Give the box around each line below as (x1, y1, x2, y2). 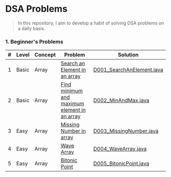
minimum (61, 87, 83, 94)
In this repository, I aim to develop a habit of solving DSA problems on (17, 20, 164, 26)
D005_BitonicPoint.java (93, 160, 149, 167)
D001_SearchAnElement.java (93, 66, 163, 73)
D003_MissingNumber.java (93, 128, 159, 135)
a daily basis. (17, 25, 46, 31)
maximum (61, 100, 84, 107)
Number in (61, 128, 86, 135)
